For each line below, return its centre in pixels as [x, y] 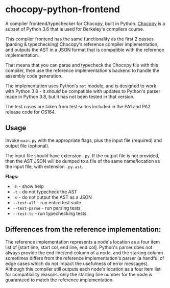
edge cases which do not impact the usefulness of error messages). [77, 263]
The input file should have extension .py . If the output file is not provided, [82, 155]
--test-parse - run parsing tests [46, 208]
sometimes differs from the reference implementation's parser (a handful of [85, 258]
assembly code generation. [34, 76]
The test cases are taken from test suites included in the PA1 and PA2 [78, 106]
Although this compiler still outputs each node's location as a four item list [83, 269]
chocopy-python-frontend [63, 9]
